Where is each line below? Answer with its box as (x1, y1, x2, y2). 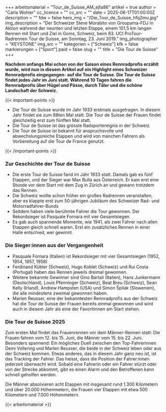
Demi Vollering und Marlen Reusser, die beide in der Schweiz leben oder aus (5, 345, 162, 351)
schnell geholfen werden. (5, 371, 57, 377)
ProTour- (124, 31, 143, 36)
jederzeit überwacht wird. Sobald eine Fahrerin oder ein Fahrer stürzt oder (5, 361, 157, 367)
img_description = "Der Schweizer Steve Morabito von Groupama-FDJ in (5, 20, 154, 26)
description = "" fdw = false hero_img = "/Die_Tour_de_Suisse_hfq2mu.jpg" (5, 15, 159, 20)
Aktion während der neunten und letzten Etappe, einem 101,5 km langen (5, 25, 152, 31)
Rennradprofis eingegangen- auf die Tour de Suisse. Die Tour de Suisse (5, 72, 156, 77)
